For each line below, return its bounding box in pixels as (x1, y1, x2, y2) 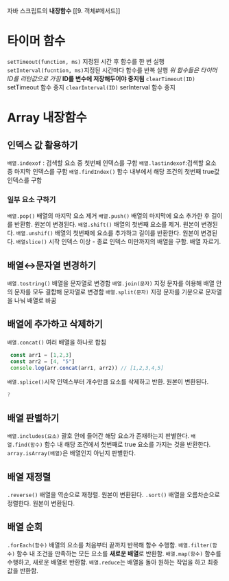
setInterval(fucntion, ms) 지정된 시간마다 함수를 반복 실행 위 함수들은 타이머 (7, 65, 217, 74)
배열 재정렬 (7, 471, 51, 483)
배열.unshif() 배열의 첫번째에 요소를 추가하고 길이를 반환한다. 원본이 (16, 229, 200, 237)
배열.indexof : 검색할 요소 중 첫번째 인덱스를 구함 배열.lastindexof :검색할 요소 (7, 158, 217, 167)
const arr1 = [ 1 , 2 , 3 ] (10, 351, 72, 358)
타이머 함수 (7, 34, 66, 49)
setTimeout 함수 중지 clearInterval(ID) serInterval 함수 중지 (7, 83, 176, 91)
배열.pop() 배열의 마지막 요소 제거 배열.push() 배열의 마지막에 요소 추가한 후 (7, 212, 210, 220)
